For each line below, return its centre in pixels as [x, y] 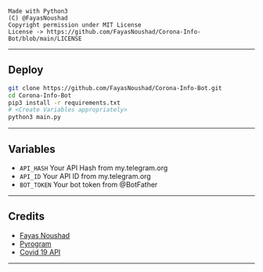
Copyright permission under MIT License [75, 25]
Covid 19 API [40, 252]
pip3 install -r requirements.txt [65, 103]
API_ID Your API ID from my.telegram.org [85, 176]
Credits [27, 217]
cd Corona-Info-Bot [40, 95]
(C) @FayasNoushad [38, 18]
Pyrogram [36, 244]
